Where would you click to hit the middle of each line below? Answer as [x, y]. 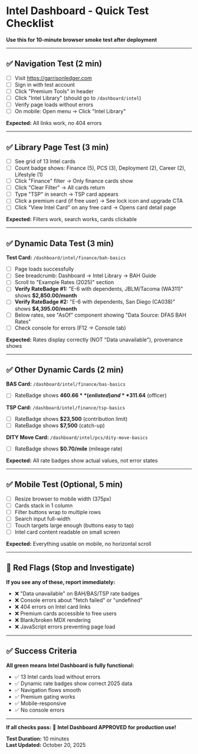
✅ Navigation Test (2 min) [54, 64]
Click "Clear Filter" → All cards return [60, 187]
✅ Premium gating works [45, 696]
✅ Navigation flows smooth [48, 690]
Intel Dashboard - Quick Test [77, 11]
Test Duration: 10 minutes [38, 739]
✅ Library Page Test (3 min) [57, 147]
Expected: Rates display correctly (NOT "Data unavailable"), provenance [95, 340]
